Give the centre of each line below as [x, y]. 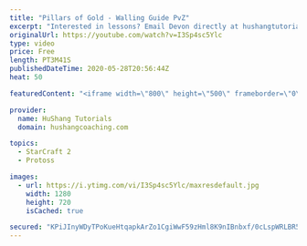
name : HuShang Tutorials [65, 118]
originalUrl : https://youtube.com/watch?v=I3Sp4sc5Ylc [116, 35]
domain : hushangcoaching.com [73, 127]
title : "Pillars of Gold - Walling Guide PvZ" [100, 18]
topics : [24, 143]
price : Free [32, 52]
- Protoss [36, 160]
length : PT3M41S [40, 60]
